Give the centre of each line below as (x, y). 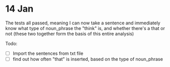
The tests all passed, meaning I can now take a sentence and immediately (83, 23)
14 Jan (19, 9)
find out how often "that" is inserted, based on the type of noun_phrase (88, 59)
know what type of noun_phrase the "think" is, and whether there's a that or (85, 28)
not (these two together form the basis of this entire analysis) (70, 33)
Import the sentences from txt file (48, 53)
